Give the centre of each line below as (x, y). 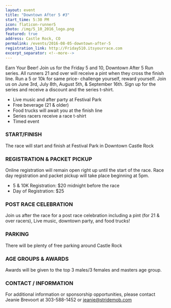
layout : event (20, 10)
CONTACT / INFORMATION (39, 283)
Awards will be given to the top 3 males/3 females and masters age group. (84, 269)
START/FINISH (24, 134)
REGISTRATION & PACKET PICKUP (49, 159)
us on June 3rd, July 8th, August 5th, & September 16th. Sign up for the (81, 84)
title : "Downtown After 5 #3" (38, 15)
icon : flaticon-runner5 (31, 24)
